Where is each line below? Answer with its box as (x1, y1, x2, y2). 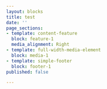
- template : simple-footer (6, 58, 72, 64)
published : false (6, 69, 49, 75)
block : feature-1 (11, 36, 54, 42)
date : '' (6, 19, 28, 25)
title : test (6, 14, 35, 20)
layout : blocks (6, 8, 44, 15)
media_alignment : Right (11, 42, 69, 48)
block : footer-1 (11, 63, 51, 70)
